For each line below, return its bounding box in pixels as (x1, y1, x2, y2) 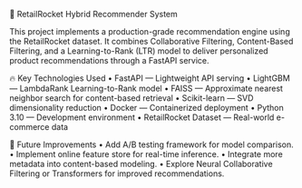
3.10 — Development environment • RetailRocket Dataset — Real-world (9, 112, 275, 123)
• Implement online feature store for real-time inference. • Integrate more (9, 149, 283, 159)
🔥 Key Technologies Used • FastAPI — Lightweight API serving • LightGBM (9, 73, 290, 84)
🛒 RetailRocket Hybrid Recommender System (9, 9, 179, 19)
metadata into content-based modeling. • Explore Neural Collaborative (9, 159, 274, 169)
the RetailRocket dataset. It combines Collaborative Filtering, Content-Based (9, 36, 294, 46)
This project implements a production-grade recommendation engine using (9, 26, 290, 36)
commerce (9, 122, 50, 132)
